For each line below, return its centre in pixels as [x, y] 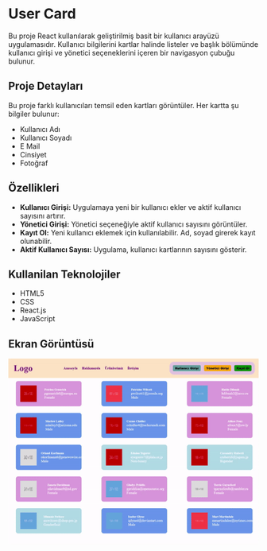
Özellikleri [34, 188]
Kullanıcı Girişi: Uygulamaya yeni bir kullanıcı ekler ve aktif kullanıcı [130, 207]
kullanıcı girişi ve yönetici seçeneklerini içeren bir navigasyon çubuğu [122, 52]
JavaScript [37, 319]
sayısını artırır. [43, 215]
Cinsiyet [33, 154]
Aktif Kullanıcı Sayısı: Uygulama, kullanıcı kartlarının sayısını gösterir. [133, 249]
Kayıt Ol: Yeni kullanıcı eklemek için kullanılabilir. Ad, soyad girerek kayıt [137, 232]
